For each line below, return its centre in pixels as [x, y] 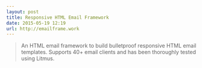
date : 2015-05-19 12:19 [36, 23]
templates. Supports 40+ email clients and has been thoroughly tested [109, 52]
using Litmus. [38, 58]
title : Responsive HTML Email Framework [58, 17]
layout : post [23, 12]
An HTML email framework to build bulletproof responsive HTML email [109, 46]
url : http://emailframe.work [43, 29]
